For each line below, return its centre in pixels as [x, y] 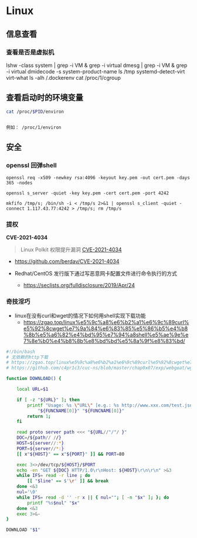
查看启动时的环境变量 [45, 98]
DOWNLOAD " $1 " [23, 530]
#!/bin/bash [21, 352]
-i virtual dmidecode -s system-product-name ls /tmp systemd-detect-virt [96, 71]
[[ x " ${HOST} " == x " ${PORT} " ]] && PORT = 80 [71, 454]
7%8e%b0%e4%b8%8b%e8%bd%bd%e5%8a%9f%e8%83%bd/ [104, 341]
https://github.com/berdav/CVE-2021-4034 [67, 261]
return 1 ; [39, 416]
